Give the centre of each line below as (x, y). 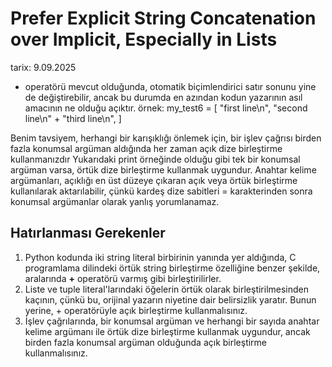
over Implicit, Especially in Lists (144, 39)
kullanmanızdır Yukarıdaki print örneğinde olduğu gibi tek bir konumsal (155, 159)
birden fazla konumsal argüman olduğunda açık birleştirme (146, 342)
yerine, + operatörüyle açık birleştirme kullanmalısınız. (136, 310)
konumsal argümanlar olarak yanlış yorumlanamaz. (115, 201)
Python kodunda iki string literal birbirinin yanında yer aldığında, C (160, 257)
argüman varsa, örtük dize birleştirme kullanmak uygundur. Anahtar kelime (163, 169)
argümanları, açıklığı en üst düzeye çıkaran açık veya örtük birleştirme (154, 180)
